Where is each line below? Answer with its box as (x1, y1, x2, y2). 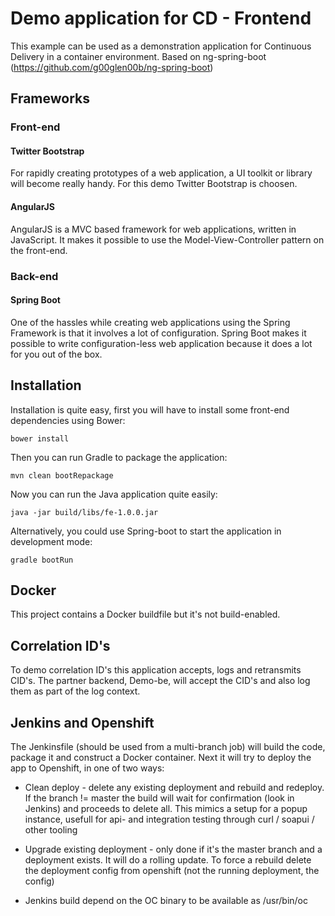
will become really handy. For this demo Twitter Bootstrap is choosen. (10, 178, 298, 190)
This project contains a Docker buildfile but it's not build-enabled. (10, 608, 281, 621)
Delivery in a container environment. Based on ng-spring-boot (10, 50, 267, 62)
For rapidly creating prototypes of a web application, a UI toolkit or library (10, 167, 313, 179)
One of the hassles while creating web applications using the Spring (10, 316, 291, 328)
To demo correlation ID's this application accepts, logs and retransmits (10, 664, 302, 676)
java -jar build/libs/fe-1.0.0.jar (10, 507, 159, 517)
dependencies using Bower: (10, 414, 126, 426)
